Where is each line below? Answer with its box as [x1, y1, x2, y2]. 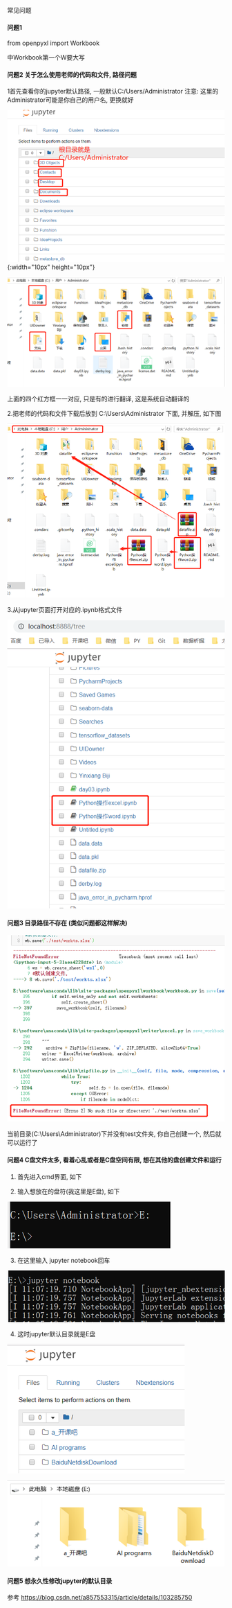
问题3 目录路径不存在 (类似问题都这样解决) [7, 919, 128, 927]
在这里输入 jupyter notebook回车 [17, 1256, 110, 1264]
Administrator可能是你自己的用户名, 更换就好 [7, 96, 134, 104]
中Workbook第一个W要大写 [7, 53, 85, 62]
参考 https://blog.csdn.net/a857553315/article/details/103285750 [7, 1593, 193, 1602]
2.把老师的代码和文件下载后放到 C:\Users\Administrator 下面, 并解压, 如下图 [7, 409, 222, 417]
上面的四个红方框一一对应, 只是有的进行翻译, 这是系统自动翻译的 [7, 394, 190, 403]
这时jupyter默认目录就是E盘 [17, 1329, 96, 1338]
